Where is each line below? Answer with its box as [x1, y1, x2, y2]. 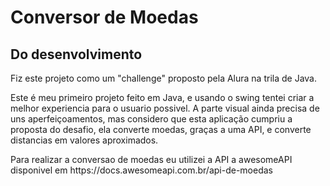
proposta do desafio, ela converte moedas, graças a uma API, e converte [10, 124, 312, 135]
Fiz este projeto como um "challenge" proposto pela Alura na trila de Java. [10, 72, 317, 84]
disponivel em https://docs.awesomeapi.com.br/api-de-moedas [10, 164, 273, 176]
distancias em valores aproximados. [10, 134, 159, 146]
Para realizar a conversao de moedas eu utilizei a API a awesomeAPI [10, 154, 293, 165]
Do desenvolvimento [10, 46, 143, 63]
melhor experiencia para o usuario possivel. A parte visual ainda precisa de [10, 102, 320, 114]
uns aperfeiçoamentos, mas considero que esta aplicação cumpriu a [10, 113, 293, 125]
